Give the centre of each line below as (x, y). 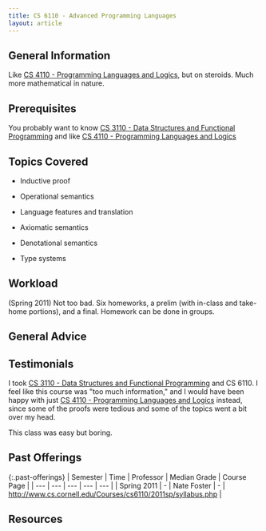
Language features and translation (76, 211)
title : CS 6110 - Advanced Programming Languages (93, 16)
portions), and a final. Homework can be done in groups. (122, 311)
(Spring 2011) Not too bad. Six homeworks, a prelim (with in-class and (123, 303)
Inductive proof (45, 180)
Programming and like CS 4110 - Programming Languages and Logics (123, 136)
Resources (36, 519)
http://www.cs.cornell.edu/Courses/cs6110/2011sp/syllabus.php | (115, 494)
